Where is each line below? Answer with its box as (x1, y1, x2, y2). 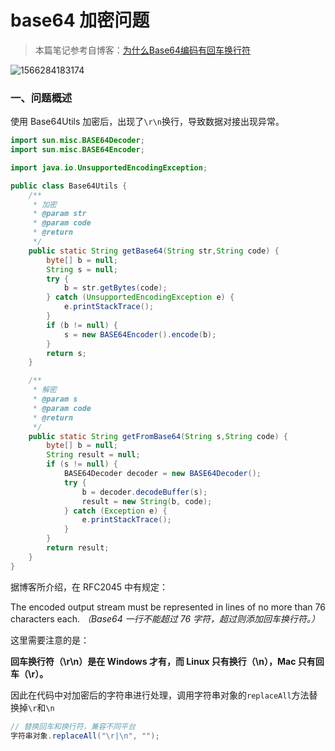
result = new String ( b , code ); (81, 496, 213, 506)
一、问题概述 (10, 91, 73, 105)
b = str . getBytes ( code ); (63, 283, 168, 293)
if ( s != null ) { (46, 459, 118, 470)
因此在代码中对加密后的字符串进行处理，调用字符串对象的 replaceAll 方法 (10, 689, 310, 701)
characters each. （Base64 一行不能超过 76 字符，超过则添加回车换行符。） (10, 612, 320, 625)
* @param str (32, 209, 87, 219)
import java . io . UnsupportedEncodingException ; (10, 162, 208, 173)
